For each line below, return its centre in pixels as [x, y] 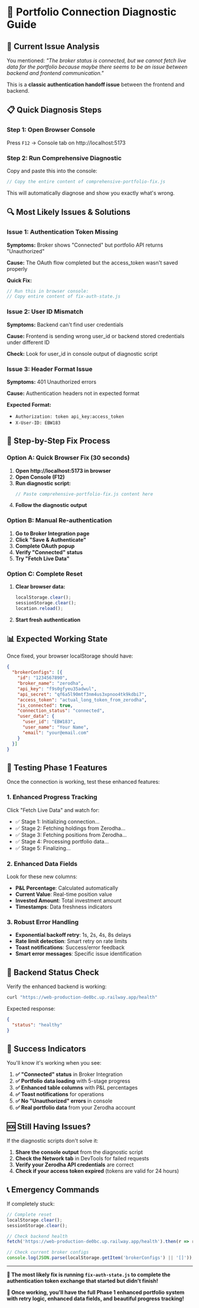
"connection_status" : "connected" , [61, 711]
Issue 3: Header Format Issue [50, 369]
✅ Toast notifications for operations [60, 1094]
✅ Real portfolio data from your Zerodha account [75, 1108]
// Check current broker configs [48, 1253]
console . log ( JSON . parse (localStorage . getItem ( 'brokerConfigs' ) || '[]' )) [99, 1258]
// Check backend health [37, 1236]
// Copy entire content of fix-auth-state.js [63, 297]
